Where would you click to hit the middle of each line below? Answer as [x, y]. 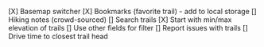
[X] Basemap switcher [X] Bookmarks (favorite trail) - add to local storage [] [132, 11]
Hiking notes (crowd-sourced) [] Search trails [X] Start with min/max [120, 20]
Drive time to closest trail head [58, 36]
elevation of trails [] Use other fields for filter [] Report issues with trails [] [128, 28]
